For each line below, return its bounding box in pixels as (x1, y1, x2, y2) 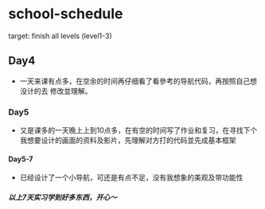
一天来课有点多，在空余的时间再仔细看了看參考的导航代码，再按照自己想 (19, 76, 257, 86)
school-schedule (8, 5, 123, 23)
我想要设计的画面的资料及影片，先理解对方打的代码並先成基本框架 (19, 136, 236, 145)
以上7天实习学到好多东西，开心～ (8, 192, 118, 202)
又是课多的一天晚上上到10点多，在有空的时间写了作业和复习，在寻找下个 (19, 126, 258, 135)
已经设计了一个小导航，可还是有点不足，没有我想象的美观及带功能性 (19, 172, 244, 183)
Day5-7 (8, 154, 33, 164)
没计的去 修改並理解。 (19, 86, 92, 95)
